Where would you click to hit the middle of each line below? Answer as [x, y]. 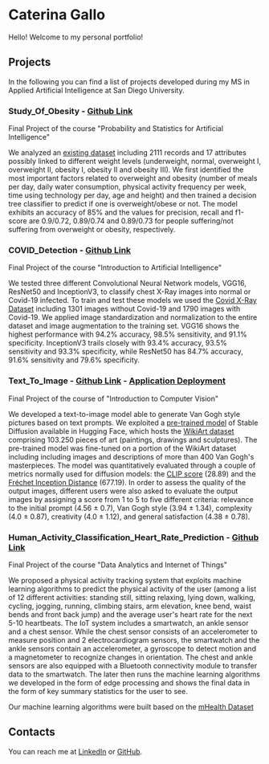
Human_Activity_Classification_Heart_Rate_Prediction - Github [134, 537]
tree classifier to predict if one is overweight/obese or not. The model [123, 204]
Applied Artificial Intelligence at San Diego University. [96, 90]
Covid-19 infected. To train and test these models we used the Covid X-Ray [132, 300]
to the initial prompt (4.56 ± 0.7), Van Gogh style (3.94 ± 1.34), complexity [130, 508]
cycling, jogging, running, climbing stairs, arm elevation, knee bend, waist [130, 606]
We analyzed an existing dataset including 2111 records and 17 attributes [127, 153]
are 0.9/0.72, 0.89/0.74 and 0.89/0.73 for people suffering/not [131, 221]
